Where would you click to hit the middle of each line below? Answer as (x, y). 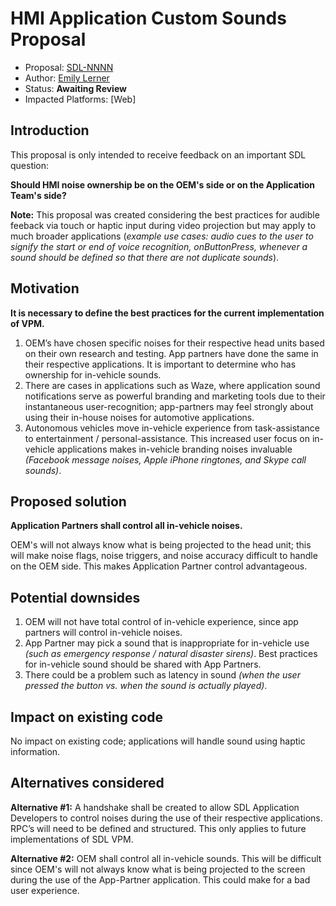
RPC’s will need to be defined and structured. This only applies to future (158, 828)
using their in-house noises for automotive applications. (139, 417)
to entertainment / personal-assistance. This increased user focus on (167, 438)
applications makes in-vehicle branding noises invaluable (174, 449)
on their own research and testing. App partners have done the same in (171, 353)
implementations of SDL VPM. (72, 839)
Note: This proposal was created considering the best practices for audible (165, 214)
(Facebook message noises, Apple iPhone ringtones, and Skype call (165, 459)
